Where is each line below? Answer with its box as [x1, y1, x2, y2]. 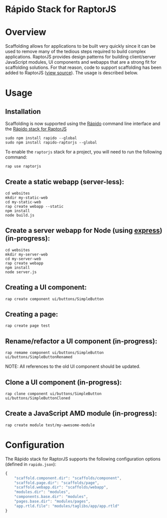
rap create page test [5, 323, 50, 328]
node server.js [5, 270, 37, 275]
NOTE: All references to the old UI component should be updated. [5, 363, 141, 369]
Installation [5, 107, 41, 116]
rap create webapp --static [5, 204, 64, 209]
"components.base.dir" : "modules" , [14, 494, 88, 499]
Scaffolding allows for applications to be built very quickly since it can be [5, 43, 156, 49]
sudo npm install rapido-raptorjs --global [5, 140, 97, 145]
